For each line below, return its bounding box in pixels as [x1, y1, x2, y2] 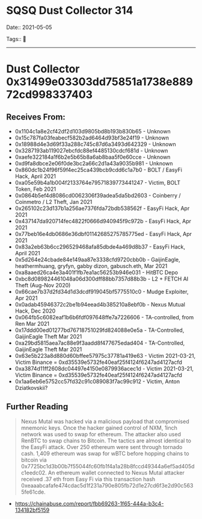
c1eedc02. [20, 469, 47, 476]
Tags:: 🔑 [6, 35, 27, 42]
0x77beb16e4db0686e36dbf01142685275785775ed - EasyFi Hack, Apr [14, 230, 192, 237]
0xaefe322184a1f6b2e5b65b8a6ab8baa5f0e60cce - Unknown [14, 153, 171, 161]
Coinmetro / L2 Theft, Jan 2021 [14, 198, 93, 205]
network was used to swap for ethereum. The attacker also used [20, 430, 182, 438]
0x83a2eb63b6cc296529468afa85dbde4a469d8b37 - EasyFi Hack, [14, 243, 185, 250]
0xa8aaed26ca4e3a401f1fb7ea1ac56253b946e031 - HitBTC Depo [14, 269, 179, 276]
